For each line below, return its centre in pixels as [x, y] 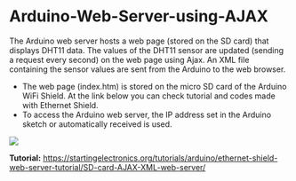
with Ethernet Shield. [60, 105]
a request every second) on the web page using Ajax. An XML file [129, 59]
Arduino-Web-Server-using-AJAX [139, 16]
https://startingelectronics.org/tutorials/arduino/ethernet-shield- [160, 158]
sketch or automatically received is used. [97, 124]
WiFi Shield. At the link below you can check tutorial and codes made [148, 96]
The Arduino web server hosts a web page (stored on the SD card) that [139, 41]
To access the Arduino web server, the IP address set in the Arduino [147, 114]
